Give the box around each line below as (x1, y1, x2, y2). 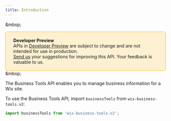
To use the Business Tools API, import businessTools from (5, 95, 127, 102)
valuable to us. (13, 59, 44, 65)
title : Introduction (5, 7, 49, 13)
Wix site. (5, 85, 24, 92)
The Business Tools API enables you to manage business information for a (5, 80, 161, 86)
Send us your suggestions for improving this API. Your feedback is (13, 53, 153, 59)
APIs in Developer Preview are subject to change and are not (13, 43, 141, 49)
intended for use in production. (13, 48, 78, 54)
